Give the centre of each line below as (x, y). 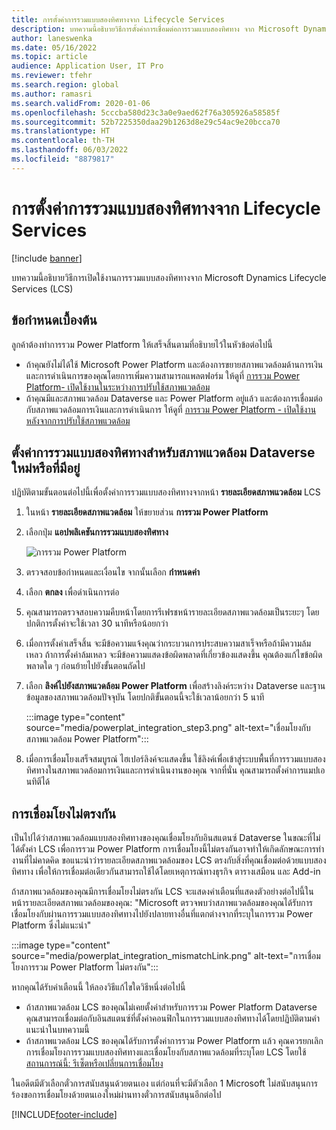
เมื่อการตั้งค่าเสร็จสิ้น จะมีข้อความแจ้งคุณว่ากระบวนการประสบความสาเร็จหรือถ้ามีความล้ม (168, 643)
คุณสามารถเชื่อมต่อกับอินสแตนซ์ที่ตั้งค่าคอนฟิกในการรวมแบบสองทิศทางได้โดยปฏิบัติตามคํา (172, 1018)
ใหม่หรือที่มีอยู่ (46, 467)
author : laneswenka (52, 38)
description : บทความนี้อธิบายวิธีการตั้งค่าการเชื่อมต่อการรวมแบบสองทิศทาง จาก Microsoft (155, 29)
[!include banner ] (47, 258)
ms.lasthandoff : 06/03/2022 (70, 150)
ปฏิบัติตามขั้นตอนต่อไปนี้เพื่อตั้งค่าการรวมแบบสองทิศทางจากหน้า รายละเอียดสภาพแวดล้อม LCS (166, 492)
